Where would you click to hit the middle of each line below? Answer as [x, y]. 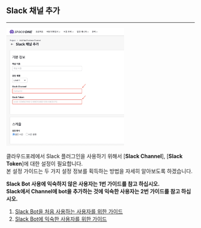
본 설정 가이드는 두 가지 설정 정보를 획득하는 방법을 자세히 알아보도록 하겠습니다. [100, 171]
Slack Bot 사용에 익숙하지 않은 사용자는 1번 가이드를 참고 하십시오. [83, 184]
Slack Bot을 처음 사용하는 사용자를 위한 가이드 [69, 212]
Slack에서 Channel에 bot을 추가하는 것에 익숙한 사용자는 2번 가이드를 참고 [93, 191]
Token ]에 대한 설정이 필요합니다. [45, 164]
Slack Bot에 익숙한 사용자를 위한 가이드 [61, 219]
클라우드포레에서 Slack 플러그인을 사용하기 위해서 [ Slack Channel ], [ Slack [95, 156]
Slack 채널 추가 [33, 11]
